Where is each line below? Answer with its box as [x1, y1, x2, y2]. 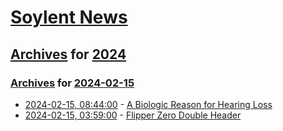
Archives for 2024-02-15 [10, 76, 135, 90]
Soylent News [10, 6, 128, 29]
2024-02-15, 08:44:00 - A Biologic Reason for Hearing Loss [24, 98, 273, 110]
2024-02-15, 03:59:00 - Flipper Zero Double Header [24, 109, 242, 121]
